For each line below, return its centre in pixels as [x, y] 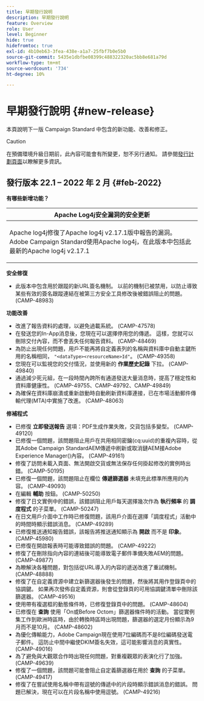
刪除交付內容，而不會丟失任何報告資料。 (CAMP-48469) [86, 341]
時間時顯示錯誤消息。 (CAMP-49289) [67, 524]
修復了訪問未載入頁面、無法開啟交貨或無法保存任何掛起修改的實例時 [100, 463]
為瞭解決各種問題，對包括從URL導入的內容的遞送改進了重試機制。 [97, 567]
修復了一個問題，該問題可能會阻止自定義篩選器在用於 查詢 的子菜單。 [102, 670]
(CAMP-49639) [34, 663]
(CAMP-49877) [34, 560]
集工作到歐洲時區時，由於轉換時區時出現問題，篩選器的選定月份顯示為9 [104, 619]
